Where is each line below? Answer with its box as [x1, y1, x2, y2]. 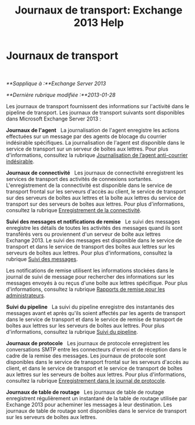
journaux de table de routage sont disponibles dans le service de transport [6, 407, 187, 414]
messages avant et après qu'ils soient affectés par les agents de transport [6, 309, 186, 316]
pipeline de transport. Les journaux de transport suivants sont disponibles [6, 109, 185, 116]
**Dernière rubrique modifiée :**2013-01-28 [6, 91, 116, 98]
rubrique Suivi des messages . [6, 255, 78, 262]
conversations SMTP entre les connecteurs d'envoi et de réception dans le [6, 346, 187, 353]
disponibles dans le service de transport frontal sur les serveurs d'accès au [6, 358, 189, 365]
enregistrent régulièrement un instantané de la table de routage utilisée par [6, 394, 187, 401]
